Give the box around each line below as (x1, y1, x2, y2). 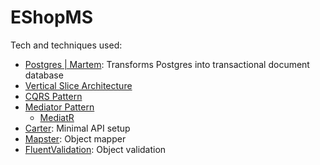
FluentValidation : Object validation (24, 143, 167, 155)
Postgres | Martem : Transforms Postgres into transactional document (24, 58, 310, 70)
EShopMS (10, 6, 94, 29)
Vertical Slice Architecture (24, 79, 133, 91)
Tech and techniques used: (10, 39, 123, 51)
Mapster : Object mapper (24, 132, 127, 145)
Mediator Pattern (24, 101, 95, 113)
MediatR (39, 111, 75, 123)
